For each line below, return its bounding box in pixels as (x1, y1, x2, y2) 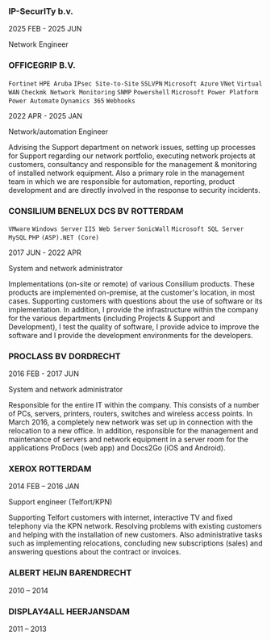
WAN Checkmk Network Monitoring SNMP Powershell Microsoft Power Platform (8, 88, 259, 96)
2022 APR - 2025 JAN (8, 111, 83, 120)
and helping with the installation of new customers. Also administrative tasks (8, 530, 263, 540)
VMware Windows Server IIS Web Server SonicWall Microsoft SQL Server (8, 224, 244, 233)
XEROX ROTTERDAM (8, 463, 92, 475)
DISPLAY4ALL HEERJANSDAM (8, 605, 131, 617)
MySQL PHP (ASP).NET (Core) (8, 233, 99, 241)
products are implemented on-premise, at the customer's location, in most (8, 287, 256, 297)
